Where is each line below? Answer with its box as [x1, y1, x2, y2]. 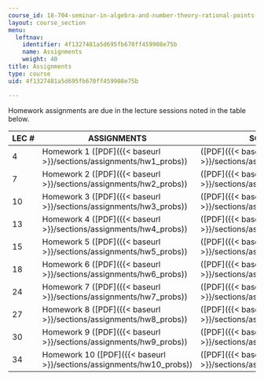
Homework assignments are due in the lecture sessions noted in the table [8, 105, 246, 115]
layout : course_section [8, 19, 86, 27]
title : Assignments [8, 63, 72, 71]
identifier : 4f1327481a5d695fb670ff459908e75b [22, 41, 178, 49]
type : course [8, 70, 51, 78]
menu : [8, 26, 26, 34]
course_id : [8, 11, 44, 20]
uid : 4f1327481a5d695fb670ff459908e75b [8, 77, 139, 85]
